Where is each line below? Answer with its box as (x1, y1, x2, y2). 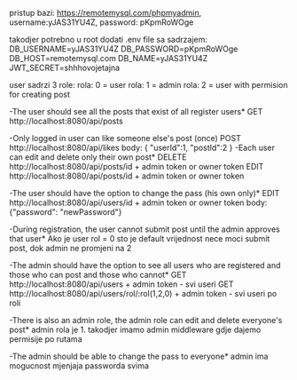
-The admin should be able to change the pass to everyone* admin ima (9, 351, 269, 361)
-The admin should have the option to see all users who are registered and (9, 260, 281, 270)
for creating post (9, 89, 71, 99)
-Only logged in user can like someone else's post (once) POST (9, 133, 241, 143)
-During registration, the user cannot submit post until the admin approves (9, 224, 281, 234)
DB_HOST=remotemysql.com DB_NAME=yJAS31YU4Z (9, 53, 208, 63)
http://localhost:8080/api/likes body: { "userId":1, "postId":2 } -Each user (9, 142, 276, 153)
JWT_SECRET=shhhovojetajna (9, 62, 121, 73)
